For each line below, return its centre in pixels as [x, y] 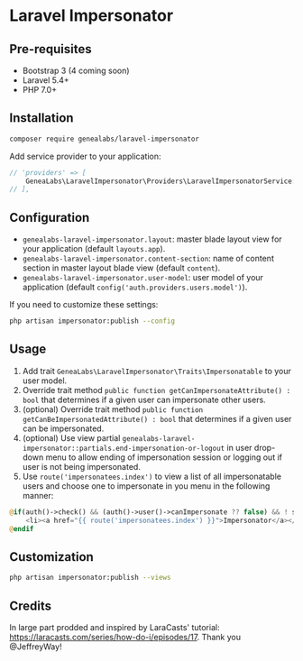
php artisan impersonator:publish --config [92, 321]
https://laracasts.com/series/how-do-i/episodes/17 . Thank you [125, 637]
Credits [31, 606]
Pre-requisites [50, 49]
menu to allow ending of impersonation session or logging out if [164, 457]
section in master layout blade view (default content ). [121, 268]
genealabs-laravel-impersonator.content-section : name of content [148, 259]
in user [239, 447]
